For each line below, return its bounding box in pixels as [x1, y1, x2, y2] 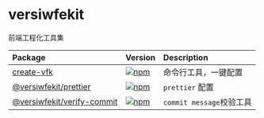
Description [163, 51, 209, 63]
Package [12, 51, 46, 63]
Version [125, 51, 156, 63]
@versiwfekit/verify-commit [12, 96, 118, 107]
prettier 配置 [163, 82, 214, 93]
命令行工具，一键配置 [163, 67, 243, 78]
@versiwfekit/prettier [12, 81, 91, 92]
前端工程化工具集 [8, 32, 64, 42]
